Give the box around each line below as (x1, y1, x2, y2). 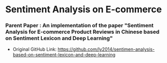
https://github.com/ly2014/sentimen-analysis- (57, 46, 155, 52)
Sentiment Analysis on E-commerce (5, 4, 162, 15)
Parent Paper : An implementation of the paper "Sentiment (5, 22, 154, 29)
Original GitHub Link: (12, 46, 57, 52)
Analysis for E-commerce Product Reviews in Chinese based (5, 28, 160, 35)
